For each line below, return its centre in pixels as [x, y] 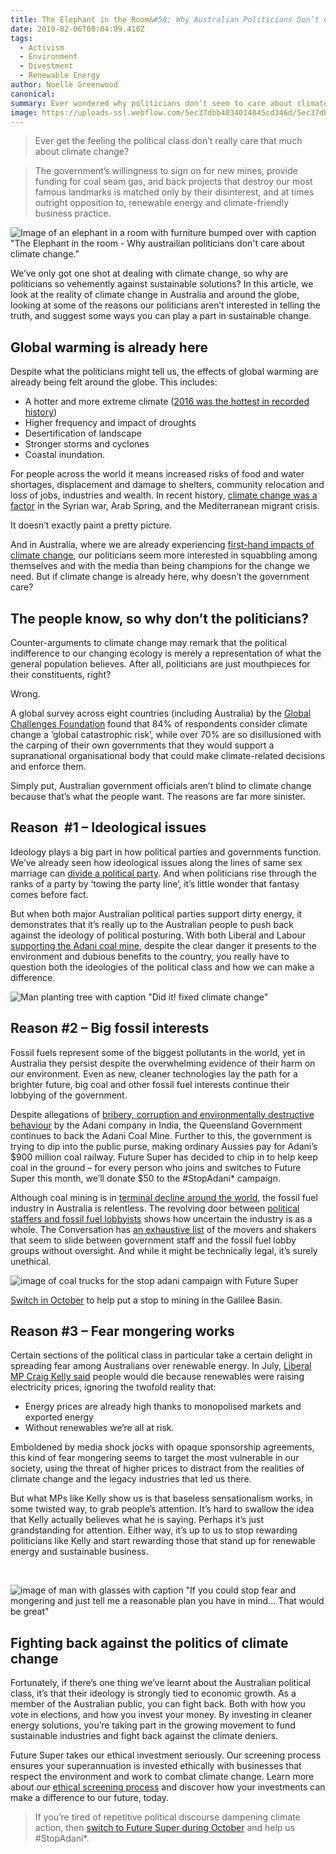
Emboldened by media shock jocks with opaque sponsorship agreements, [162, 1447]
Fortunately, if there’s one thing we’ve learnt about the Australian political [160, 1683]
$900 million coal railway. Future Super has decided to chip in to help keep [164, 1157]
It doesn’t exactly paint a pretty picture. [91, 525]
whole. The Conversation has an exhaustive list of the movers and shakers [163, 1229]
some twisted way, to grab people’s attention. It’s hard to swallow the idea [162, 1509]
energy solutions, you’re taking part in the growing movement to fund [153, 1725]
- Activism [42, 47]
